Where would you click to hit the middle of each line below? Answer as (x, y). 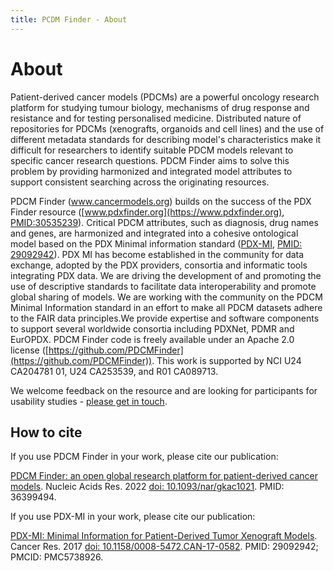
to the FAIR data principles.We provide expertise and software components (165, 318)
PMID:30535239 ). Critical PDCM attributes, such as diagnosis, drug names (164, 222)
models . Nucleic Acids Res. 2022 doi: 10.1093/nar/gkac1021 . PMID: (147, 487)
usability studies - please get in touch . (89, 401)
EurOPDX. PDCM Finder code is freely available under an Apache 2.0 (152, 339)
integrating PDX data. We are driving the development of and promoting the (166, 275)
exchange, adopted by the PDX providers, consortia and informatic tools (159, 265)
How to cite (46, 432)
